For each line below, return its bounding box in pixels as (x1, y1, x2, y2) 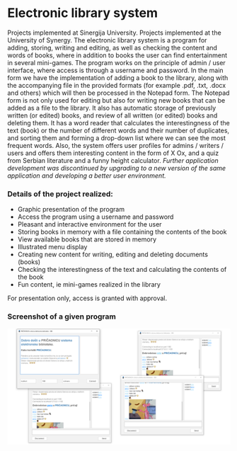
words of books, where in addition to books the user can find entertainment (7, 51, 228, 59)
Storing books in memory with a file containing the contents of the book (17, 228, 227, 236)
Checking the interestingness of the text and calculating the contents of (17, 266, 227, 274)
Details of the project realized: (7, 189, 113, 199)
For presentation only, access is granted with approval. (7, 294, 168, 302)
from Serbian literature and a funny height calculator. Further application (7, 156, 219, 164)
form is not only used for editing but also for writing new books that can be (7, 96, 226, 104)
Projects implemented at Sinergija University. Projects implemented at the (7, 28, 221, 37)
